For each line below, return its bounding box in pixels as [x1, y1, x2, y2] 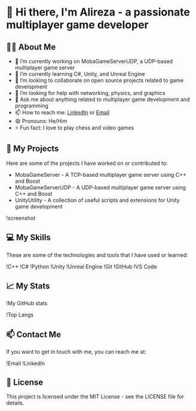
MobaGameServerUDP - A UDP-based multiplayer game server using [14, 183, 186, 191]
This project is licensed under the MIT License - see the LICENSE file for [6, 393, 184, 400]
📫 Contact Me [6, 329, 62, 339]
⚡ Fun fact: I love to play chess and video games [14, 124, 134, 131]
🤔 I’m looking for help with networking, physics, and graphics [14, 90, 166, 96]
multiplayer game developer [6, 18, 149, 32]
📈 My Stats [6, 281, 50, 292]
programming [14, 102, 49, 109]
